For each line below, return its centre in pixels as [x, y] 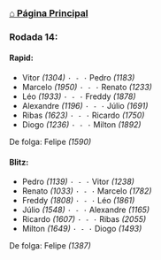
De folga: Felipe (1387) [50, 246]
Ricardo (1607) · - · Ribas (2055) [84, 219]
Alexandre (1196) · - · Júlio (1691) [85, 106]
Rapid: [21, 58]
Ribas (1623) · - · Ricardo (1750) [83, 115]
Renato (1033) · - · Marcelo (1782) [87, 191]
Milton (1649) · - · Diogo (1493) [82, 229]
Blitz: [19, 162]
